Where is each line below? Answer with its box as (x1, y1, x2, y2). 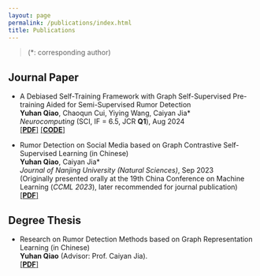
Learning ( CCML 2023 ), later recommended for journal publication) (19, 182, 238, 192)
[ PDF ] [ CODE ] (19, 125, 65, 135)
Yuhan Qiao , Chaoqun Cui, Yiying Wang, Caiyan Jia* (19, 108, 191, 118)
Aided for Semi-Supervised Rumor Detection (46, 100, 191, 110)
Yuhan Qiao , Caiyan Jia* (19, 157, 101, 166)
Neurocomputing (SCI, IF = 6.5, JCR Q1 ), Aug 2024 (19, 117, 185, 126)
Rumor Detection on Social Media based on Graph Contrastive (19, 140, 222, 150)
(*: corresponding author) (27, 48, 112, 58)
